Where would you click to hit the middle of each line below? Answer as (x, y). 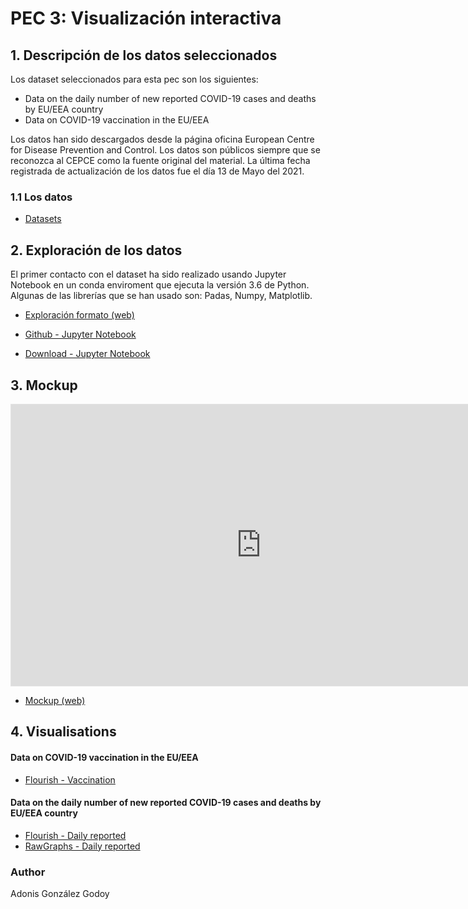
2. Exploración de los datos (96, 250)
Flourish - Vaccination (70, 779)
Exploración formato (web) (79, 315)
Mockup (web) (55, 700)
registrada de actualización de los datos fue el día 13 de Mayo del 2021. (157, 171)
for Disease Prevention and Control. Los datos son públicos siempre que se (165, 150)
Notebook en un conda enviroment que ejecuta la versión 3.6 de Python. (160, 285)
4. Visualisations (63, 732)
